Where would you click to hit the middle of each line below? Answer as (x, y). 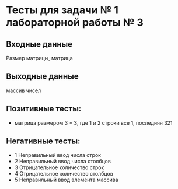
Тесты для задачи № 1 (62, 10)
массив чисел (24, 90)
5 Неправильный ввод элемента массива (66, 180)
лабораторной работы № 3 (75, 22)
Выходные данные (42, 76)
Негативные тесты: (43, 141)
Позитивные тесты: (44, 109)
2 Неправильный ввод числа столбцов (62, 162)
